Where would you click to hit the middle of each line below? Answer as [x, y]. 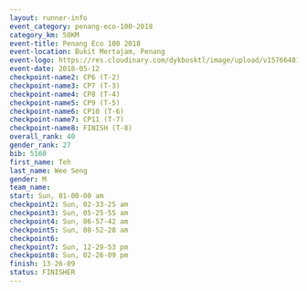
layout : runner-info [49, 18]
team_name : [30, 188]
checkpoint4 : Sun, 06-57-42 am [69, 221]
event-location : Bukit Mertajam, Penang [88, 52]
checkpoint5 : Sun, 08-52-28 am [69, 230]
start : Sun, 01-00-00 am [57, 196]
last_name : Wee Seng [49, 171]
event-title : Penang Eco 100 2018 [75, 43]
